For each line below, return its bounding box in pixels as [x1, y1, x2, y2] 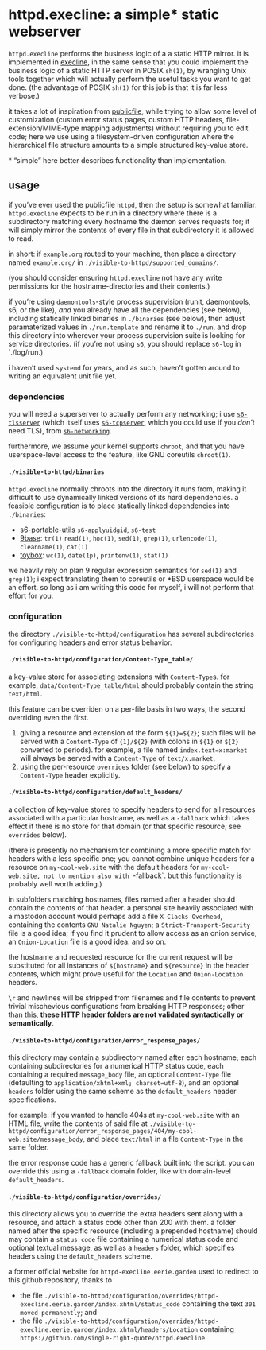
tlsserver [8, 419, 41, 427]
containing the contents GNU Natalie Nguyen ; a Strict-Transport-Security [8, 920, 251, 929]
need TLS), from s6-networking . [8, 426, 113, 436]
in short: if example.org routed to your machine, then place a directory [8, 249, 237, 258]
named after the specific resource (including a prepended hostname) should [8, 1226, 258, 1236]
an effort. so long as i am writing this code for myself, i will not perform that [8, 583, 254, 592]
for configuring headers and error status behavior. [8, 638, 172, 647]
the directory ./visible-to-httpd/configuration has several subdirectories [8, 629, 254, 638]
